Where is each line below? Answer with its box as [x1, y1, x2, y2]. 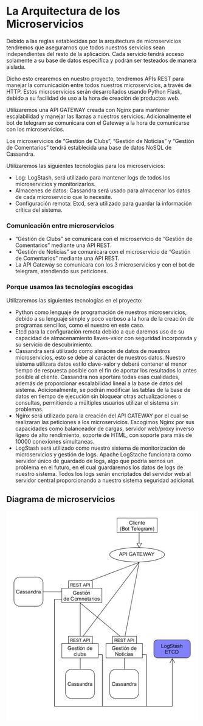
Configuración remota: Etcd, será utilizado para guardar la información [15, 200, 192, 207]
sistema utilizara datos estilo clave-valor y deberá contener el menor [15, 360, 187, 368]
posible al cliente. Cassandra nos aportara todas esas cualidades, [15, 373, 180, 380]
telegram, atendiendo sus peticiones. [15, 268, 108, 275]
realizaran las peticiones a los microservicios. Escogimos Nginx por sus [15, 418, 194, 425]
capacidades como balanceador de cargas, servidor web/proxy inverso [15, 425, 194, 432]
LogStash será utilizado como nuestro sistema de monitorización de [15, 444, 185, 452]
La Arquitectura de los [6, 4, 120, 18]
